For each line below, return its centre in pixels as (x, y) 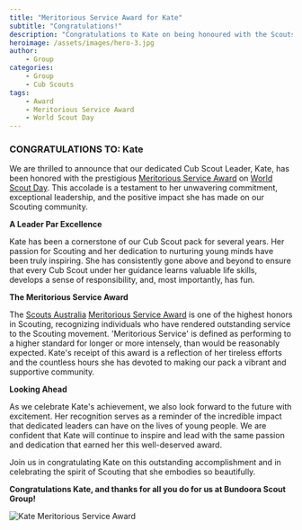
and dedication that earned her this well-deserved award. (116, 445)
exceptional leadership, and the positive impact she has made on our (137, 198)
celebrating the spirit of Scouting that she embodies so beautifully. (133, 472)
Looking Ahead (38, 389)
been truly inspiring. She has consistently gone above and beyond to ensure (151, 261)
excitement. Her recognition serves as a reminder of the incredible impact (146, 416)
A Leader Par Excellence (56, 225)
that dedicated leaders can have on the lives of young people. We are (138, 426)
